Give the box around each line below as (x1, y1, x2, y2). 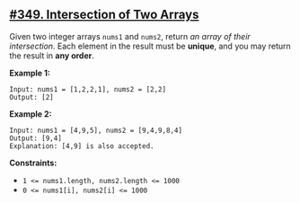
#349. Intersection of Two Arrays (9, 7, 199, 22)
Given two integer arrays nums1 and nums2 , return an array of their (9, 31, 251, 41)
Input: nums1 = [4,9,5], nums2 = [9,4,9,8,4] (9, 126, 182, 135)
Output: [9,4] (9, 134, 63, 143)
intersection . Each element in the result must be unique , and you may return (9, 40, 292, 51)
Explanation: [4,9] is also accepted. (9, 141, 154, 151)
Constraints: (9, 157, 57, 168)
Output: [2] (9, 93, 54, 101)
